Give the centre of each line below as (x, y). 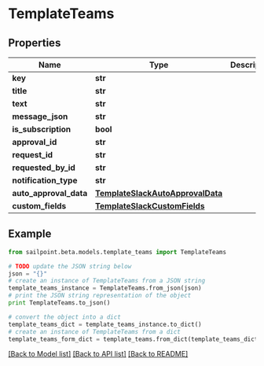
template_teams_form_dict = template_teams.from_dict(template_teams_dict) (135, 339)
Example (30, 234)
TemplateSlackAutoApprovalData (159, 193)
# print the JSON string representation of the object (100, 296)
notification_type (45, 180)
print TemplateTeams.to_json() (59, 303)
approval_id (35, 142)
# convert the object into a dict (65, 317)
